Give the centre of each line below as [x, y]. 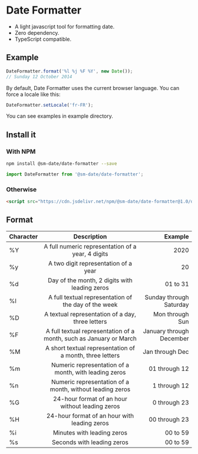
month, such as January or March [90, 338]
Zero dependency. [37, 32]
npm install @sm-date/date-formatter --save [62, 164]
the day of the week [90, 304]
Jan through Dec [166, 352]
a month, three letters [90, 355]
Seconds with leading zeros [90, 442]
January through [166, 331]
